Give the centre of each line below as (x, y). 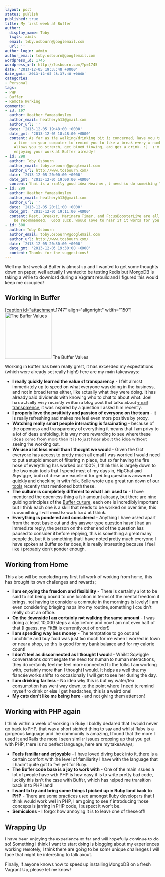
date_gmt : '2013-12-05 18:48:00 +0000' (50, 134)
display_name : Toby (29, 33)
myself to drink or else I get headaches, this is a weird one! (72, 691)
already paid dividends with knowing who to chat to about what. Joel (82, 397)
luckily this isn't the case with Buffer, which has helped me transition (82, 780)
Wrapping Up (26, 827)
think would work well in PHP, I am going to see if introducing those (80, 801)
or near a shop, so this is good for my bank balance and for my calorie (83, 644)
